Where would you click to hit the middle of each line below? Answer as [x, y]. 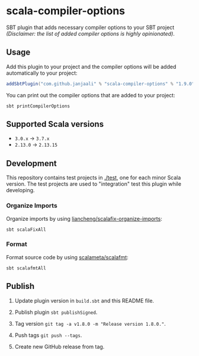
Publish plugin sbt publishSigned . [56, 312]
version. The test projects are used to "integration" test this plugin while [94, 184]
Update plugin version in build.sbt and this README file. [84, 300]
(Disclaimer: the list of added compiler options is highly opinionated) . [90, 33]
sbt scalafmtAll [26, 268]
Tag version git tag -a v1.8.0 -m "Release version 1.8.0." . [90, 323]
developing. [20, 190]
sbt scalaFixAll [26, 230]
